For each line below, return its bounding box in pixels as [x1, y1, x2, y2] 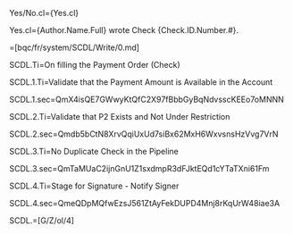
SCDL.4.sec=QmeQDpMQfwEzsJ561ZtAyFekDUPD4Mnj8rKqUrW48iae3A [9, 198, 280, 208]
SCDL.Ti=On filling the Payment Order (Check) [9, 60, 180, 70]
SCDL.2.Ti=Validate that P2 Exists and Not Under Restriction [9, 112, 230, 121]
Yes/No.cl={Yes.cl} [9, 8, 79, 18]
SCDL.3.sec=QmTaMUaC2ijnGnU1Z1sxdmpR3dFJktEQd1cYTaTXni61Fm [9, 163, 270, 173]
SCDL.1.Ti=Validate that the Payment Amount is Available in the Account [9, 77, 273, 88]
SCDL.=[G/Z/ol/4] [9, 215, 74, 226]
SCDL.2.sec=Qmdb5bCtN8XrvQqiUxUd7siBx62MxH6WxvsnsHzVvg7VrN [9, 129, 279, 139]
